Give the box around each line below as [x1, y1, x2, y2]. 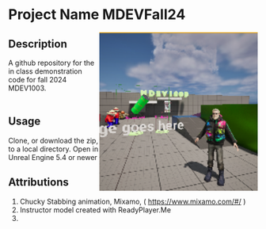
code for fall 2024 [8, 75, 67, 84]
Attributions [8, 176, 70, 189]
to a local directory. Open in [8, 144, 99, 154]
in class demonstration [8, 67, 82, 76]
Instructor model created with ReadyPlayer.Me [19, 204, 172, 215]
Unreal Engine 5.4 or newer [8, 152, 97, 162]
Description [8, 37, 67, 51]
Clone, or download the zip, [8, 135, 99, 145]
